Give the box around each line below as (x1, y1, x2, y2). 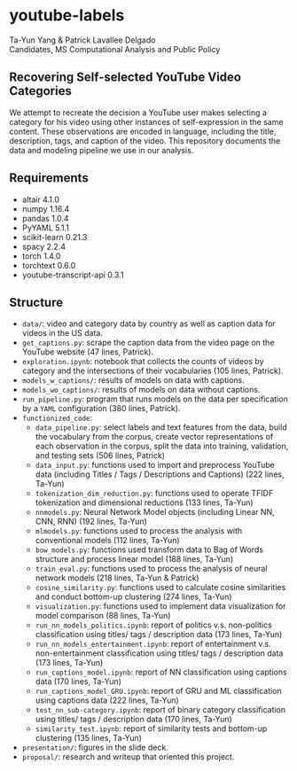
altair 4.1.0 (21, 194, 59, 205)
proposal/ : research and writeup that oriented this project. (21, 752, 235, 762)
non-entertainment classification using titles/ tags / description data (35, 648, 284, 658)
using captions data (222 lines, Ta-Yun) (35, 695, 179, 705)
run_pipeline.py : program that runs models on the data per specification (21, 393, 288, 404)
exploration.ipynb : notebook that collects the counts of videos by (21, 356, 264, 367)
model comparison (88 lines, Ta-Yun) (35, 611, 171, 621)
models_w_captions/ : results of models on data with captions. (21, 375, 246, 385)
